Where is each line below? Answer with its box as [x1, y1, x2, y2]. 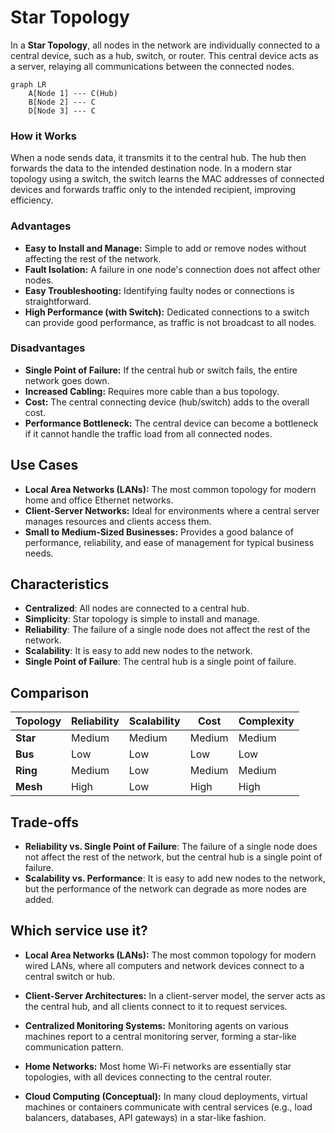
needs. [24, 547, 54, 559]
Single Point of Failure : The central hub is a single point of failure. [24, 656, 297, 668]
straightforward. [24, 295, 92, 307]
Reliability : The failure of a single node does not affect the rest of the [24, 624, 311, 636]
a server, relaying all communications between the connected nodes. [10, 60, 295, 72]
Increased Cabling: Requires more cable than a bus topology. [24, 385, 280, 397]
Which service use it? [10, 922, 148, 940]
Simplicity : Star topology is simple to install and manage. [24, 613, 261, 625]
